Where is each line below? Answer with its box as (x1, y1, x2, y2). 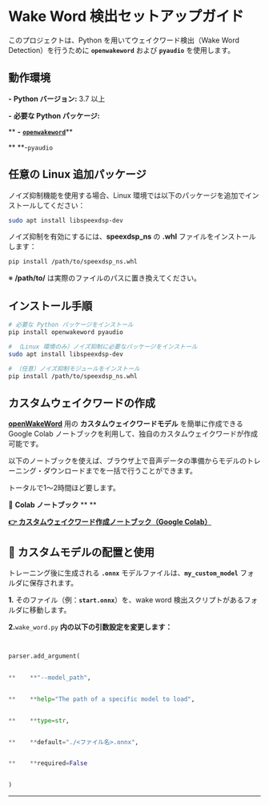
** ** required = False (8, 759, 88, 767)
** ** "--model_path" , (8, 674, 91, 682)
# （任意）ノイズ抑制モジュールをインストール (8, 364, 140, 372)
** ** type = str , (8, 716, 70, 725)
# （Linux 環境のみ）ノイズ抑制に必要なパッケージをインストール (8, 342, 198, 351)
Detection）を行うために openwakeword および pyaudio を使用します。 (8, 45, 235, 54)
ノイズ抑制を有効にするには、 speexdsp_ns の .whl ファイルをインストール (8, 231, 256, 241)
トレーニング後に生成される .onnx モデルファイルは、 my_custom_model (8, 568, 239, 578)
